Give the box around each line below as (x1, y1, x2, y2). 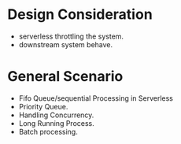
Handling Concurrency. (18, 110, 94, 120)
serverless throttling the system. (18, 31, 124, 41)
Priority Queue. (18, 102, 68, 111)
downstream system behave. (18, 39, 113, 49)
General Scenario (7, 68, 124, 86)
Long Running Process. (18, 118, 95, 127)
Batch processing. (18, 127, 78, 136)
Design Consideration (7, 6, 153, 24)
